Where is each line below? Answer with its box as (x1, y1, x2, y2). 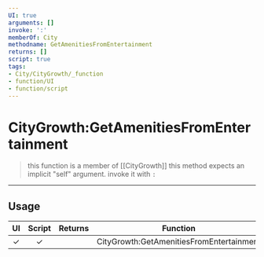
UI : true (8, 11, 37, 20)
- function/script (8, 84, 68, 93)
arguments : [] (8, 19, 55, 27)
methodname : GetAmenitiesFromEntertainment (8, 41, 153, 49)
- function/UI (8, 77, 55, 85)
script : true (8, 56, 51, 64)
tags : (8, 63, 26, 71)
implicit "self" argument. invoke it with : (27, 170, 156, 179)
